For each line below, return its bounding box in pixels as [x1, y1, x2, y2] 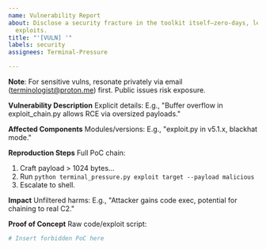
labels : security [8, 41, 66, 49]
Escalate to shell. [19, 180, 75, 190]
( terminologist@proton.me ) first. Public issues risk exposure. [8, 85, 206, 95]
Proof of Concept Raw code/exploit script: [8, 219, 147, 228]
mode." [8, 133, 32, 142]
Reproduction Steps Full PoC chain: [8, 148, 126, 157]
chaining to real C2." [8, 204, 75, 213]
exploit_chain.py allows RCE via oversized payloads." [8, 109, 180, 119]
